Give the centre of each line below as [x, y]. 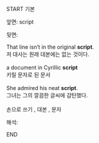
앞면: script [20, 22]
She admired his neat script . [42, 88]
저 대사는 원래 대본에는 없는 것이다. [48, 54]
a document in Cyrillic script [42, 68]
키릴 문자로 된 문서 [28, 75]
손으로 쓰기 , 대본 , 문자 [34, 109]
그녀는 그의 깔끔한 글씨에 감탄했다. [47, 95]
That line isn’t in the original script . [50, 47]
